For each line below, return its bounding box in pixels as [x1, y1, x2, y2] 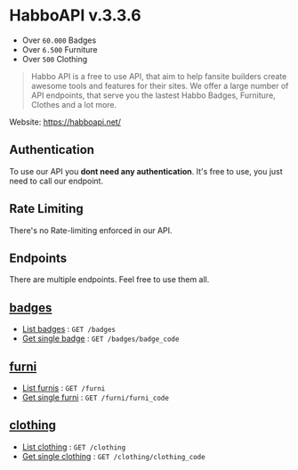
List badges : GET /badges [21, 324, 116, 335]
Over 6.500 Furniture [21, 44, 98, 54]
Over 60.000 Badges [21, 35, 97, 45]
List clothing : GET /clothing [21, 442, 126, 452]
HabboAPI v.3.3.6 [9, 5, 142, 26]
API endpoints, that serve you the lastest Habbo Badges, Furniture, [30, 90, 276, 101]
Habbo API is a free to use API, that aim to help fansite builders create [30, 70, 287, 81]
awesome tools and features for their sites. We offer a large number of [30, 80, 289, 91]
